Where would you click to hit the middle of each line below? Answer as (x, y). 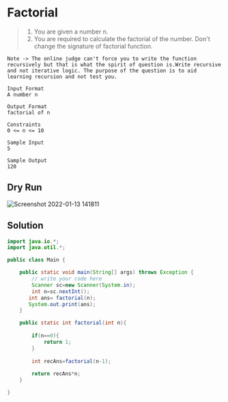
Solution (25, 226)
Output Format (27, 106)
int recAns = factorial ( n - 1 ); (71, 361)
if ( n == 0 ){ (45, 336)
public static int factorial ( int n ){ (73, 323)
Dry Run (25, 187)
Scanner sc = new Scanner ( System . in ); (84, 285)
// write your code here (67, 279)
